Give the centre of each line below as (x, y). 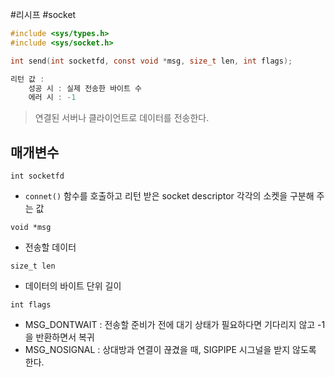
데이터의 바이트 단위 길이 (73, 286)
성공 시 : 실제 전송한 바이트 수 (85, 88)
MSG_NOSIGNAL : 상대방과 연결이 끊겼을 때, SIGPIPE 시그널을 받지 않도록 (170, 350)
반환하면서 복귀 (65, 337)
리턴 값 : (27, 79)
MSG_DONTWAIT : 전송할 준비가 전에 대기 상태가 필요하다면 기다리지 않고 (170, 325)
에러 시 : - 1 (52, 98)
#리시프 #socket (43, 14)
